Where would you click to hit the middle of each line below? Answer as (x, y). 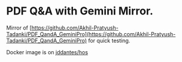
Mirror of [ (19, 28)
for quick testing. (109, 40)
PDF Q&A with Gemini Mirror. (80, 11)
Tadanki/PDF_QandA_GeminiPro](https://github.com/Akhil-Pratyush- (91, 34)
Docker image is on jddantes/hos (47, 52)
